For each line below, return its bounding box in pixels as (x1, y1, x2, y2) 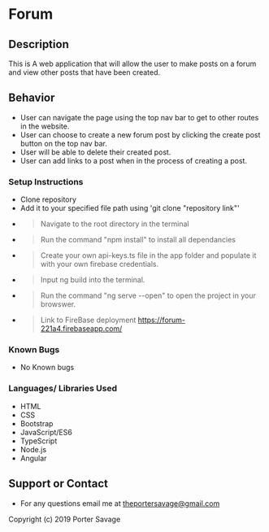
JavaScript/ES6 (20, 427, 73, 437)
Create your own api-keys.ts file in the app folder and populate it (40, 251, 257, 260)
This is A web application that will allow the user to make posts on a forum (8, 59, 257, 68)
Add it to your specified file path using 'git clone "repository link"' (20, 203, 240, 213)
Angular (20, 453, 47, 463)
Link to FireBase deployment (40, 315, 137, 325)
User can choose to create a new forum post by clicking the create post (20, 129, 261, 139)
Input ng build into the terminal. (40, 275, 145, 285)
